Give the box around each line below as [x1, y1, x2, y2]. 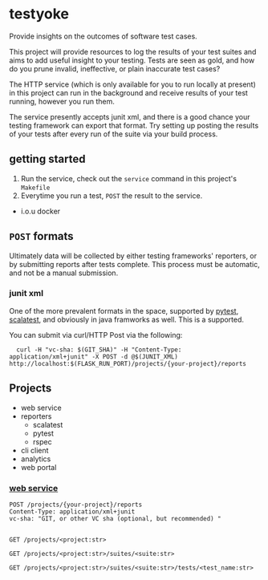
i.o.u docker [20, 206, 61, 216]
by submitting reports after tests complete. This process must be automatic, [9, 259, 260, 269]
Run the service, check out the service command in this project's [20, 173, 238, 183]
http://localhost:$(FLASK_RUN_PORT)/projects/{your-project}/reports [9, 359, 247, 367]
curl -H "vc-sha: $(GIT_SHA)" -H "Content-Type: [16, 346, 182, 354]
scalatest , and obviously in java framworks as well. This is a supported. [9, 314, 244, 324]
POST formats [9, 229, 75, 243]
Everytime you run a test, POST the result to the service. [20, 190, 203, 201]
